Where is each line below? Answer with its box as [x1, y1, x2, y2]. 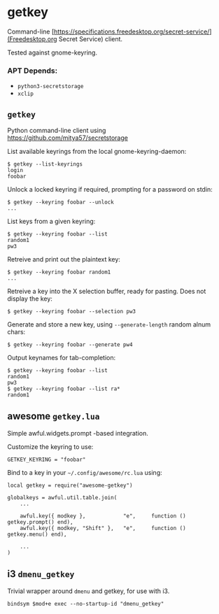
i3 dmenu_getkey [7, 568, 75, 580]
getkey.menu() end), [7, 531, 68, 538]
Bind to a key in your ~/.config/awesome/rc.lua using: [7, 468, 162, 476]
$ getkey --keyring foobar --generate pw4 [7, 341, 133, 348]
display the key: [7, 294, 52, 303]
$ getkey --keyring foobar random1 [7, 269, 111, 276]
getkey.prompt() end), [7, 518, 73, 525]
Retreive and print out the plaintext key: [7, 255, 121, 264]
